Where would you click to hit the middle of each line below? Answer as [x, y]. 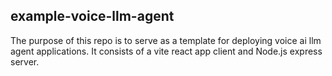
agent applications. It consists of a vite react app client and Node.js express [166, 51]
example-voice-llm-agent [92, 16]
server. [25, 61]
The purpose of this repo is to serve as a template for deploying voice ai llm [166, 40]
